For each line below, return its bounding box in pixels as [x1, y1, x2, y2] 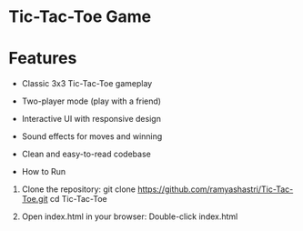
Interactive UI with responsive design [21, 114, 161, 125]
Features [8, 48, 77, 69]
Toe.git [21, 194, 48, 205]
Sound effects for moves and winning [21, 131, 163, 142]
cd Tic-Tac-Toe [49, 194, 107, 205]
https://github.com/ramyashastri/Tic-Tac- [136, 184, 294, 195]
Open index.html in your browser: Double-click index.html [21, 211, 238, 222]
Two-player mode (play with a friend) [21, 95, 161, 106]
